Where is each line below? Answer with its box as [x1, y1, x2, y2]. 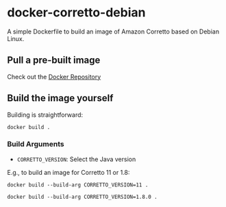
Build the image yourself [7, 92, 114, 104]
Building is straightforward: [7, 111, 84, 119]
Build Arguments [7, 139, 64, 149]
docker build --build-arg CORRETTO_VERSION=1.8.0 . [7, 193, 158, 200]
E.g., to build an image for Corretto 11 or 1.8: [7, 168, 130, 176]
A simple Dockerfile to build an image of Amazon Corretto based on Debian [7, 27, 220, 36]
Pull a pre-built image [7, 55, 101, 66]
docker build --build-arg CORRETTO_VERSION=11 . [7, 181, 149, 189]
